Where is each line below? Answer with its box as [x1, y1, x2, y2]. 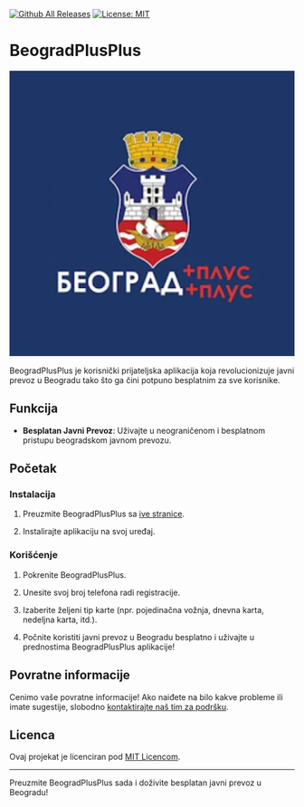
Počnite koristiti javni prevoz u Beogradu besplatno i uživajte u [22, 631, 255, 642]
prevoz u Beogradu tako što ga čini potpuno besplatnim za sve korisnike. [9, 374, 280, 385]
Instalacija [9, 488, 56, 501]
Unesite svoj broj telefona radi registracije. [22, 587, 181, 598]
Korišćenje [9, 549, 59, 562]
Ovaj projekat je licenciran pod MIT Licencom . [9, 752, 181, 763]
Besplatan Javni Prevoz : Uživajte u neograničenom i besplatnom [22, 425, 265, 436]
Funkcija [9, 401, 59, 417]
